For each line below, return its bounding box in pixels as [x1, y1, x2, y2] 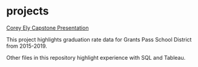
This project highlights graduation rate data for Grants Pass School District [6, 36, 192, 43]
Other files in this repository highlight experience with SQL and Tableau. [6, 54, 186, 61]
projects [6, 4, 50, 18]
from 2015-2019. [6, 42, 47, 49]
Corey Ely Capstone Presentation [6, 24, 89, 31]
